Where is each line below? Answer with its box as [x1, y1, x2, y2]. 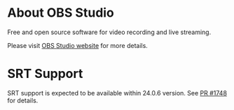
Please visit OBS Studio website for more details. [7, 41, 149, 49]
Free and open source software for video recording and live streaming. [7, 28, 212, 36]
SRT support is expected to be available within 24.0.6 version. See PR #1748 [7, 88, 228, 97]
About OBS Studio [7, 5, 114, 21]
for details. [7, 96, 39, 104]
